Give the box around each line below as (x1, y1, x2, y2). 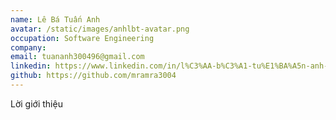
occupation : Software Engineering (10, 33, 155, 43)
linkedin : (10, 61, 52, 71)
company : (10, 42, 47, 53)
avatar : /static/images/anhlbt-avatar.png (10, 24, 190, 34)
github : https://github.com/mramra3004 (10, 71, 177, 81)
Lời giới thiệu (10, 97, 63, 110)
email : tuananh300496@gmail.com (10, 52, 145, 62)
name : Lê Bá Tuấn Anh (10, 14, 101, 25)
